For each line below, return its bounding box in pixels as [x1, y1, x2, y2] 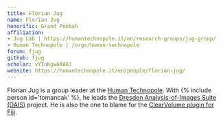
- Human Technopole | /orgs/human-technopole [7, 42, 139, 49]
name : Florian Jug [7, 16, 60, 23]
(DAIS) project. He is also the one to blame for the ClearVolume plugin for [7, 100, 214, 109]
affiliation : [7, 29, 45, 36]
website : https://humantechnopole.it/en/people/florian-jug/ [7, 67, 186, 74]
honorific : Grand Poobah [7, 23, 78, 29]
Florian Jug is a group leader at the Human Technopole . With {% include [7, 86, 212, 94]
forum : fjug [7, 49, 41, 55]
